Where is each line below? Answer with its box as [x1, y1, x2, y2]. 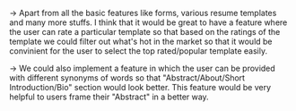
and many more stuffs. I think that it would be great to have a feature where [9, 17, 288, 28]
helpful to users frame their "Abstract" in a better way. [9, 91, 209, 102]
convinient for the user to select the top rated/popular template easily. [9, 46, 267, 56]
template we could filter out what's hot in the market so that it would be [9, 36, 273, 47]
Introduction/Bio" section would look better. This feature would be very [9, 82, 272, 92]
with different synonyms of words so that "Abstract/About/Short [9, 73, 245, 83]
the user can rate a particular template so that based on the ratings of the [9, 27, 281, 37]
